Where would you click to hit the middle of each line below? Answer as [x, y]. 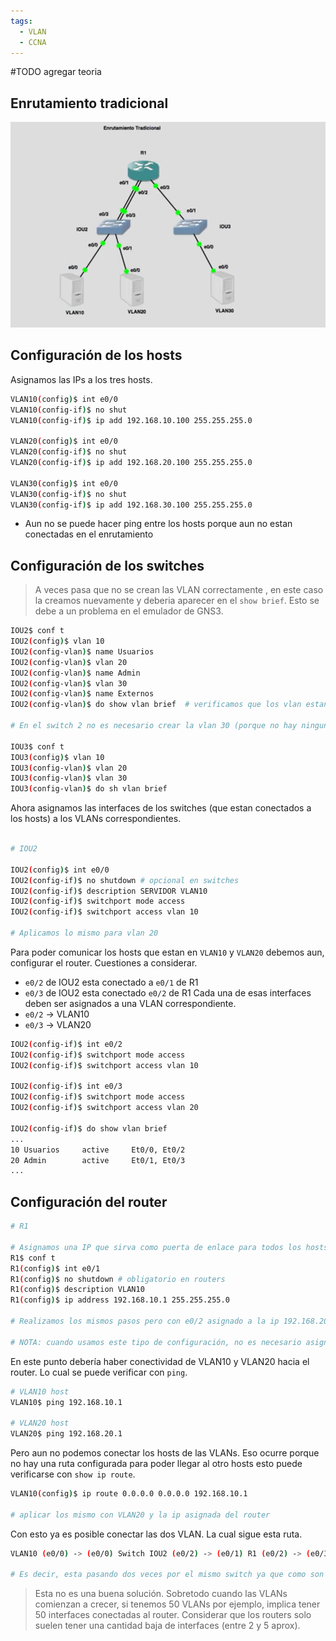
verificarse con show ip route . [73, 1474]
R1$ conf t [33, 1258]
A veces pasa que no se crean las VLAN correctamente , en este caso [179, 590]
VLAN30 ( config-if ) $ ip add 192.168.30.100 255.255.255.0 [131, 505]
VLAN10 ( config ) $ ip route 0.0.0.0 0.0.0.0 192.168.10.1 [129, 1494]
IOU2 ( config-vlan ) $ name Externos [82, 694]
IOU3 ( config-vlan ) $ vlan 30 [69, 778]
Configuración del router [89, 1201]
